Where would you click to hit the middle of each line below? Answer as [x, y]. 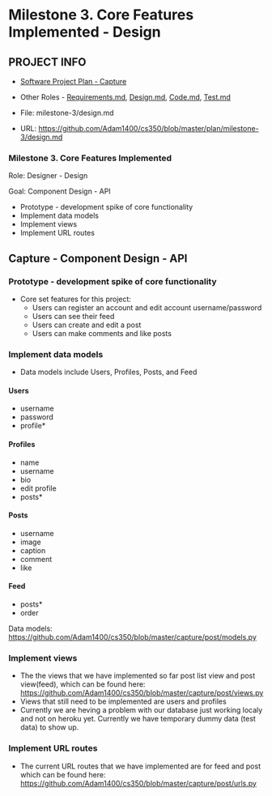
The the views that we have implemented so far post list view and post [138, 676]
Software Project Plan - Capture [73, 81]
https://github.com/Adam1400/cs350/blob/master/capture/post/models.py [133, 637]
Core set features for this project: [76, 299]
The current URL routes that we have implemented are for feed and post [140, 766]
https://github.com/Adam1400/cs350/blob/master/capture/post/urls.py [138, 783]
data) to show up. [49, 727]
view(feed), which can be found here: [83, 684]
